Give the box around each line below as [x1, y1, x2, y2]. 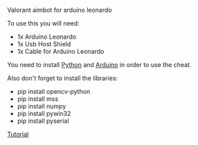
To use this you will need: [7, 19, 80, 27]
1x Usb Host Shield [17, 40, 71, 48]
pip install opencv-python [17, 88, 91, 95]
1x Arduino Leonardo [17, 32, 77, 41]
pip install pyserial [17, 117, 69, 125]
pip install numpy [17, 102, 66, 110]
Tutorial [7, 130, 29, 138]
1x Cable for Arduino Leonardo [17, 48, 105, 55]
